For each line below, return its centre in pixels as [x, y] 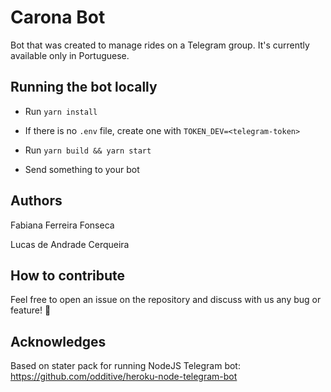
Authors [36, 201]
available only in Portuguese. [70, 55]
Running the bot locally [84, 87]
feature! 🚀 [31, 310]
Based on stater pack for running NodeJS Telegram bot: [125, 366]
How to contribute [68, 275]
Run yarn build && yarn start [88, 150]
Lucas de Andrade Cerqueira [70, 244]
